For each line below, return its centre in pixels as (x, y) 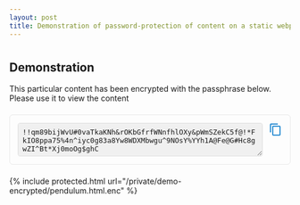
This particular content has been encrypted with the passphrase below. (141, 89)
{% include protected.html (57, 181)
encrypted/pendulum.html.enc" (67, 191)
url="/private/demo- (144, 181)
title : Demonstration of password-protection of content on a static (142, 26)
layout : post (33, 17)
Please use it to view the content (69, 98)
